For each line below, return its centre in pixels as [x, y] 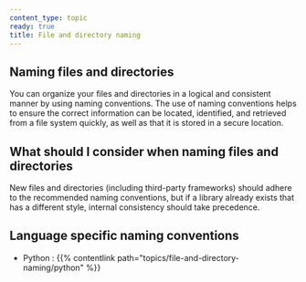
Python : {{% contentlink [69, 257]
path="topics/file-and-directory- [179, 257]
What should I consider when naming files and [144, 151]
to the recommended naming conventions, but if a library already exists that [152, 198]
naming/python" [53, 267]
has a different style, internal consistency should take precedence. [135, 207]
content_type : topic [49, 18]
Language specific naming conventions [124, 236]
